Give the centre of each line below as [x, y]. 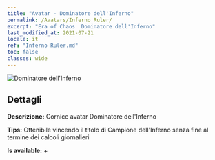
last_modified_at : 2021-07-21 [51, 33]
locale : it [23, 39]
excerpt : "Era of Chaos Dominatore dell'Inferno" [81, 26]
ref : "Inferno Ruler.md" [43, 46]
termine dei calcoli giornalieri [48, 137]
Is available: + [28, 150]
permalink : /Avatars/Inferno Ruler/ [60, 20]
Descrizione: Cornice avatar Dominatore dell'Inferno [82, 116]
